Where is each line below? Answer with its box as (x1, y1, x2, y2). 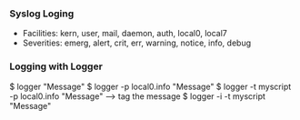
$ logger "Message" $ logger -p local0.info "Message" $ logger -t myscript (9, 81, 292, 92)
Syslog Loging (9, 7, 75, 20)
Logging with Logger (9, 60, 103, 73)
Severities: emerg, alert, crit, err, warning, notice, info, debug (22, 37, 252, 48)
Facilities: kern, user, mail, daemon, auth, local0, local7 (22, 28, 227, 39)
